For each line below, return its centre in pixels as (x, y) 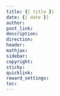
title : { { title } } (30, 12)
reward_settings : (28, 78)
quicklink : (20, 73)
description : (22, 34)
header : (16, 45)
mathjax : (17, 51)
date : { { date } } (28, 17)
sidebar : (17, 56)
